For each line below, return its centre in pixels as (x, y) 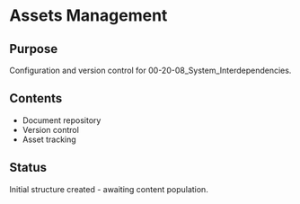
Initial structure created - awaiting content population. (109, 189)
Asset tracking (49, 139)
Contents (36, 98)
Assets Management (88, 16)
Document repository (62, 120)
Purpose (34, 49)
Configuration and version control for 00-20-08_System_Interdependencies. (150, 70)
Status (28, 168)
